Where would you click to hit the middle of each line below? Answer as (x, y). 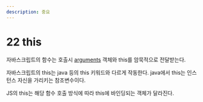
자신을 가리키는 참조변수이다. (52, 80)
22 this (24, 42)
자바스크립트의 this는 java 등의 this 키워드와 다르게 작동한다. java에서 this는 (96, 72)
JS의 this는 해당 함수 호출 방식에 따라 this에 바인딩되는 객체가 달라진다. (90, 93)
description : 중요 (28, 12)
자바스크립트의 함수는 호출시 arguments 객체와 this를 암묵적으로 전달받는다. (96, 59)
